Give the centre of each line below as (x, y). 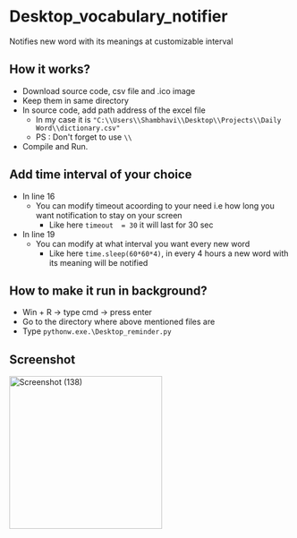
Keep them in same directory (76, 100)
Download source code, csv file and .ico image (109, 90)
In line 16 (38, 196)
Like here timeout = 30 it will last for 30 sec (131, 225)
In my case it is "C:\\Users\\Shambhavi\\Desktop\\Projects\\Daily (158, 119)
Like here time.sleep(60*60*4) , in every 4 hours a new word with (169, 253)
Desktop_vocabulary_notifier (119, 17)
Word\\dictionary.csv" (78, 128)
